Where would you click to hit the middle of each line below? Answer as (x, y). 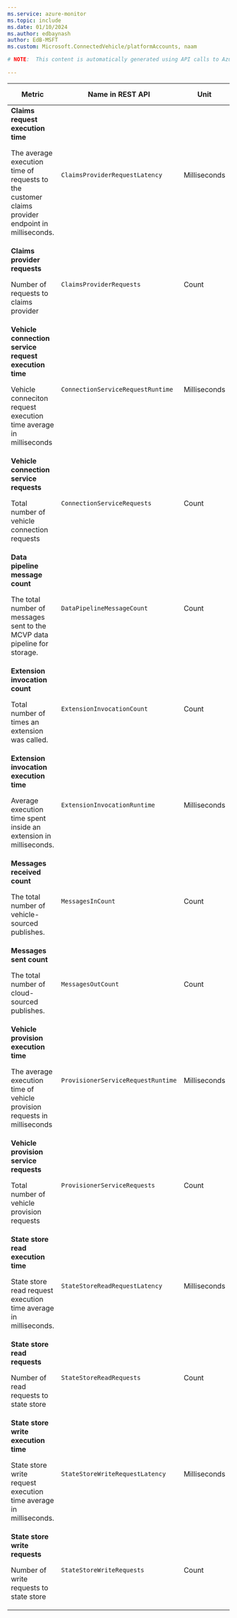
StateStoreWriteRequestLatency (114, 1474)
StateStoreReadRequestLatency (112, 1286)
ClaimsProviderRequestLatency (112, 175)
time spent (29, 818)
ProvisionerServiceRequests (108, 1185)
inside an (26, 827)
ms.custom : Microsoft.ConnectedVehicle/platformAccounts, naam (102, 47)
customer (27, 197)
